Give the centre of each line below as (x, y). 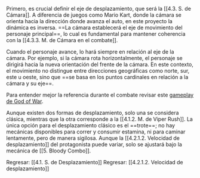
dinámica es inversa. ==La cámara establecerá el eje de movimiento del (95, 27)
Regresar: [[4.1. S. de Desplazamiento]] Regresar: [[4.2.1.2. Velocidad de (95, 162)
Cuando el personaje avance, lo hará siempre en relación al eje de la (90, 52)
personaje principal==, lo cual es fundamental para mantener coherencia (96, 34)
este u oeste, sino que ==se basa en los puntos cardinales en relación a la (97, 77)
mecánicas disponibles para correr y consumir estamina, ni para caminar (96, 132)
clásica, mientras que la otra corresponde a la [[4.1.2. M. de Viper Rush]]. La (99, 119)
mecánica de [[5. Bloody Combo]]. (49, 151)
